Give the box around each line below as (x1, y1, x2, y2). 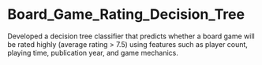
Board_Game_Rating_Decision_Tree (7, 5, 245, 23)
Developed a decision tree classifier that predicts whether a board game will (7, 31, 255, 41)
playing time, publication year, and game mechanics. (7, 48, 179, 57)
